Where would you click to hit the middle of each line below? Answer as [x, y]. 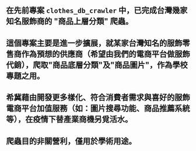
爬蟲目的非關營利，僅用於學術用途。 [71, 141]
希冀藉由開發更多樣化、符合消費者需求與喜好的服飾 [98, 98]
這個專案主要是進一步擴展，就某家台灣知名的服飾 [94, 43]
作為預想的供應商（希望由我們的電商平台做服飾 [106, 54]
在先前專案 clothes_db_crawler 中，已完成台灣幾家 [97, 10]
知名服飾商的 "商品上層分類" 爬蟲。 [70, 21]
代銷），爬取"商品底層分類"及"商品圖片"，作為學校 [97, 65]
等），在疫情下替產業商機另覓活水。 [69, 119]
